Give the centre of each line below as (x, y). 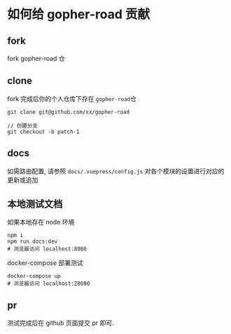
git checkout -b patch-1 (43, 132)
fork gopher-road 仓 (36, 58)
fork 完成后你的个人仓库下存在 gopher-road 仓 (72, 98)
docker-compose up (34, 276)
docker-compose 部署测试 (45, 263)
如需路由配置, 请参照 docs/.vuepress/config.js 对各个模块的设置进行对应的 (116, 171)
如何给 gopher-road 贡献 (79, 14)
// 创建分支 (23, 126)
